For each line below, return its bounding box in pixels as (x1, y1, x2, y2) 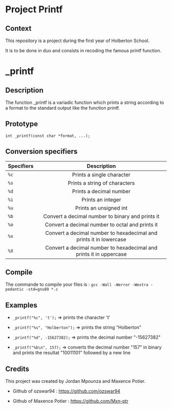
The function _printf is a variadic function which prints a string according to (5, 99, 164, 106)
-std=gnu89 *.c (26, 287, 58, 292)
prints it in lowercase (76, 236, 126, 243)
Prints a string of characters (68, 179, 135, 187)
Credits (5, 364, 30, 373)
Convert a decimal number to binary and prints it (43, 213, 160, 220)
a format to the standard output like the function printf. (5, 105, 120, 111)
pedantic (5, 287, 24, 292)
